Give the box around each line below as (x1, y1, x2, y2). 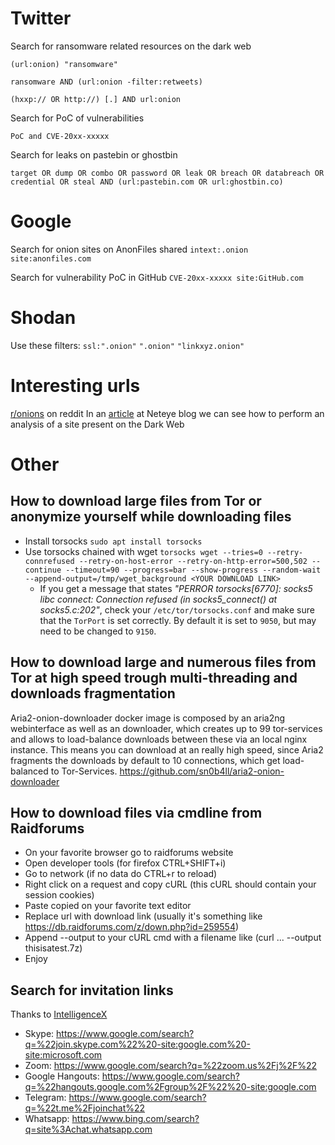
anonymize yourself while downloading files (10, 508, 292, 526)
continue (24, 565, 62, 575)
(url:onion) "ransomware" (10, 59, 118, 69)
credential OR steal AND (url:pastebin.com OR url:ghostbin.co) (10, 177, 284, 187)
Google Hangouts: (24, 1070, 100, 1082)
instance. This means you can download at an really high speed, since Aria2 (10, 743, 324, 756)
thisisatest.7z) (24, 942, 83, 954)
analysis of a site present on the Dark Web (10, 418, 185, 430)
